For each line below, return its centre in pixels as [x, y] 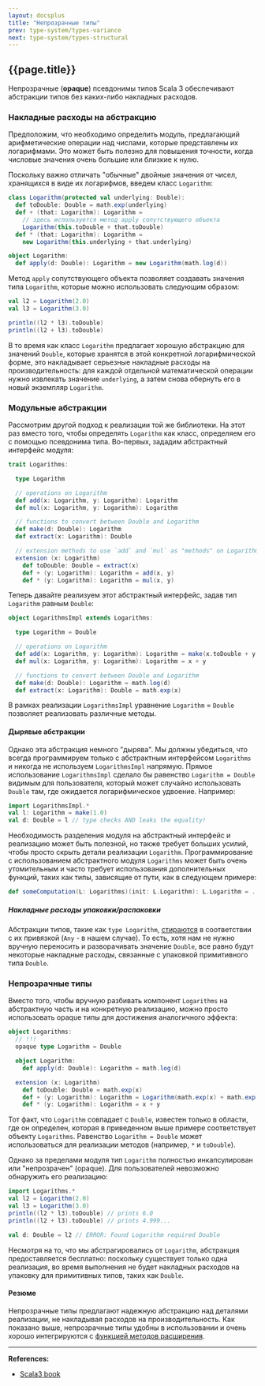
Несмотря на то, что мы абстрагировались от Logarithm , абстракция [124, 1250]
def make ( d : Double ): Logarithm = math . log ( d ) [93, 683]
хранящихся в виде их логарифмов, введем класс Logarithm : [110, 183]
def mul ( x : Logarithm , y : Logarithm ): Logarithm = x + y [111, 661]
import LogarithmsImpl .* [49, 806]
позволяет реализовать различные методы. [82, 714]
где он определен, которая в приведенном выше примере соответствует [132, 1128]
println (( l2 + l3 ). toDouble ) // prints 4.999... [90, 1220]
